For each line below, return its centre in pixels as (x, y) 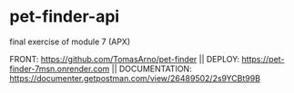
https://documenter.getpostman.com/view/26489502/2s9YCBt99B (135, 78)
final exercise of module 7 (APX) (70, 42)
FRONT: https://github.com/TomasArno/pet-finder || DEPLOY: (125, 59)
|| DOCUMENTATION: (152, 69)
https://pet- (263, 59)
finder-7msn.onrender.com (60, 69)
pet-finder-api (65, 17)
